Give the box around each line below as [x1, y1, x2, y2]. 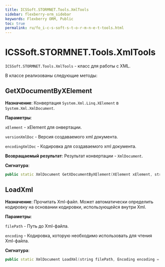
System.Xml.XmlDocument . [5, 105, 55, 111]
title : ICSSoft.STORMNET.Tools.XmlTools [5, 7, 89, 12]
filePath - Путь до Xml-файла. [5, 223, 69, 229]
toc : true [5, 21, 26, 26]
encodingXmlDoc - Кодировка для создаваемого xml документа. [5, 143, 137, 149]
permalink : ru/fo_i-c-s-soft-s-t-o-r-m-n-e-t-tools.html [5, 26, 124, 31]
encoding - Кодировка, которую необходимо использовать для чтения [5, 233, 152, 238]
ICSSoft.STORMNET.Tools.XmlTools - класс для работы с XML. [5, 63, 131, 69]
